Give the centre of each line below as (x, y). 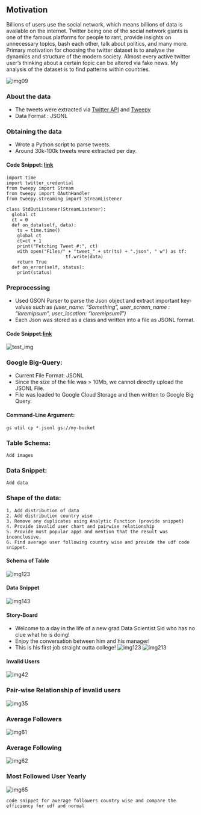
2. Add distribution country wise (50, 516)
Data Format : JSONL (41, 116)
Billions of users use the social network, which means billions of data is (94, 24)
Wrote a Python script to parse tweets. (63, 144)
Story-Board (22, 615)
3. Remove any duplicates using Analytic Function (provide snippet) (95, 521)
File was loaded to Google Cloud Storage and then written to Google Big (104, 395)
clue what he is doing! (42, 635)
